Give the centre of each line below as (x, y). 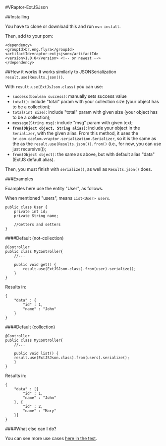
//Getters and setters (37, 224)
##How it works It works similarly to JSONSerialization (61, 72)
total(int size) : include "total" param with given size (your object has (85, 112)
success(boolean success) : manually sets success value (70, 96)
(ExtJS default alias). (33, 159)
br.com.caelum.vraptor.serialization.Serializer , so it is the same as (84, 138)
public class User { (27, 207)
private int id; (31, 212)
